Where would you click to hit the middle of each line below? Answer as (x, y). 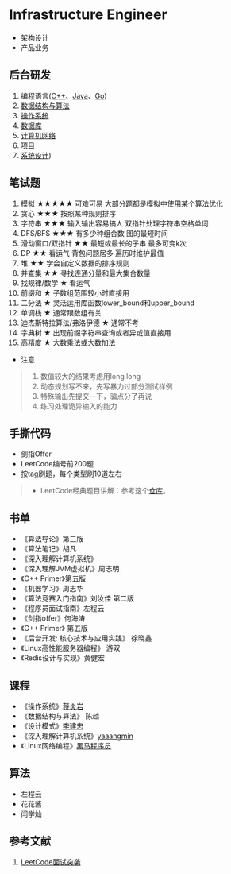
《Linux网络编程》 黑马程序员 (66, 746)
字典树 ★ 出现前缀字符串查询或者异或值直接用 (96, 332)
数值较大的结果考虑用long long (90, 376)
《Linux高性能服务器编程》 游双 (70, 648)
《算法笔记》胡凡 (48, 549)
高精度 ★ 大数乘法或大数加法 (68, 342)
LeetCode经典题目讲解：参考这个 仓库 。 (105, 491)
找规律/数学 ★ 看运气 (55, 283)
